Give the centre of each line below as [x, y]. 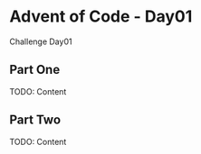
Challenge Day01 [41, 41]
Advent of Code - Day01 [101, 17]
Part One [35, 70]
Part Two [35, 120]
